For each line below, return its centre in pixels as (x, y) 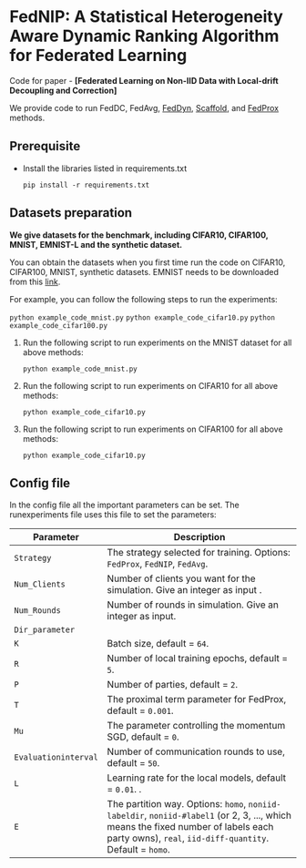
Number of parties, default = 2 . (173, 685)
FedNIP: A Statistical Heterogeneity (147, 17)
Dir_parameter (45, 630)
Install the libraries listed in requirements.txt (105, 168)
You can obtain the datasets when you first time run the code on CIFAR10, (148, 262)
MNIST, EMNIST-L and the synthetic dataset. (96, 244)
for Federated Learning (98, 56)
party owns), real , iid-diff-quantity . (188, 838)
